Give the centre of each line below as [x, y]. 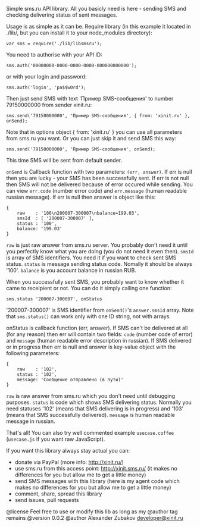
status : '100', [37, 224]
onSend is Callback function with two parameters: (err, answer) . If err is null [99, 172]
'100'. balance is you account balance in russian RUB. [71, 270]
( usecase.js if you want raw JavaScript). [56, 439]
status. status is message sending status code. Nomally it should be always [99, 264]
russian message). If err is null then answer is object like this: [81, 197]
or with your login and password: [46, 76]
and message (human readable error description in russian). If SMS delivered [99, 341]
